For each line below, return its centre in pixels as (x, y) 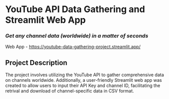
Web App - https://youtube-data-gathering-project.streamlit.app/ (73, 47)
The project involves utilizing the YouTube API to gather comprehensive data (85, 75)
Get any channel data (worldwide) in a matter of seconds (77, 36)
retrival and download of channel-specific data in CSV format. (70, 91)
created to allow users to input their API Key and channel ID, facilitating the (83, 86)
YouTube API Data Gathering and (75, 9)
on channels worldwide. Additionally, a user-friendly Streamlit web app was (84, 80)
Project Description (36, 62)
